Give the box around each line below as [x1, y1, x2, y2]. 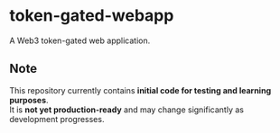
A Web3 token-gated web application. [9, 35, 151, 46]
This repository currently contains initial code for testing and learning [9, 84, 272, 95]
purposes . [9, 94, 49, 105]
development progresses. [9, 113, 105, 124]
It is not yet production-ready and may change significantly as [9, 104, 244, 115]
